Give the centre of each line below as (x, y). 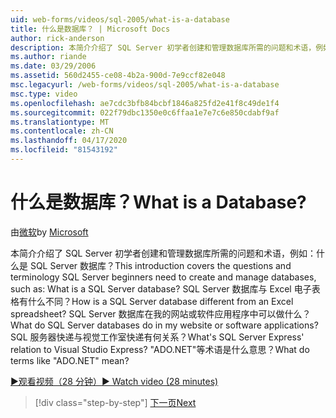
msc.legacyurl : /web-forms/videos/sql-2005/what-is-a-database (145, 85)
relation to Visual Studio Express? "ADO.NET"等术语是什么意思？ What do (160, 349)
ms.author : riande (48, 57)
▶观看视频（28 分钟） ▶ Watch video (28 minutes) (114, 381)
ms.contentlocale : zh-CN (62, 131)
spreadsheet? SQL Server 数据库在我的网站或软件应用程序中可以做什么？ (161, 313)
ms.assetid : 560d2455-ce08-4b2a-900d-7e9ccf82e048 (118, 76)
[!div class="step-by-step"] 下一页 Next (115, 402)
